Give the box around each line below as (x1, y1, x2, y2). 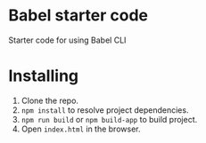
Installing (8, 66, 79, 86)
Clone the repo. (21, 95, 79, 106)
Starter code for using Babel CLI (8, 35, 127, 45)
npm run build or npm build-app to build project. (21, 114, 198, 124)
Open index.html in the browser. (21, 123, 141, 134)
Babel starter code (8, 5, 149, 26)
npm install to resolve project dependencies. (21, 104, 189, 115)
